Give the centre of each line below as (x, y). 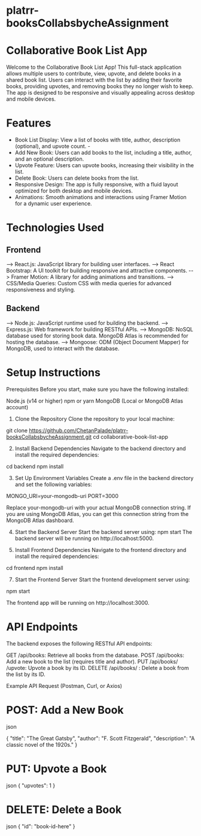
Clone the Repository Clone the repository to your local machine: (95, 419)
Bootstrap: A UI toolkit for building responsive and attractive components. (97, 271)
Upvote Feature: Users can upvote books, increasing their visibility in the (104, 165)
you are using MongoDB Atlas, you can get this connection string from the (98, 514)
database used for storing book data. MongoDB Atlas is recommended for (97, 336)
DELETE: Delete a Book (64, 809)
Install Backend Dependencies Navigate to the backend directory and (100, 448)
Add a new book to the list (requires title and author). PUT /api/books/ (92, 661)
